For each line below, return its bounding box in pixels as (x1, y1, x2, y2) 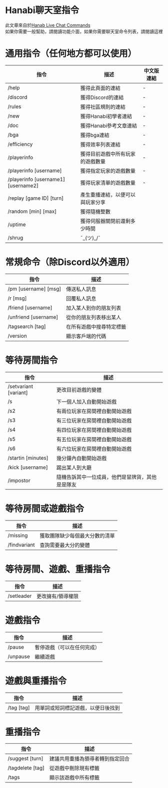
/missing (7, 532, 28, 539)
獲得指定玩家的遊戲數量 (80, 167, 136, 174)
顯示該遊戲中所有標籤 (49, 774, 100, 781)
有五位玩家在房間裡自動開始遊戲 (56, 436, 132, 443)
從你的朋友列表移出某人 (65, 314, 121, 321)
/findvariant (7, 541, 35, 548)
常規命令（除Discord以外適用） (5, 256, 135, 268)
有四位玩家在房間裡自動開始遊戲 (56, 426, 132, 433)
